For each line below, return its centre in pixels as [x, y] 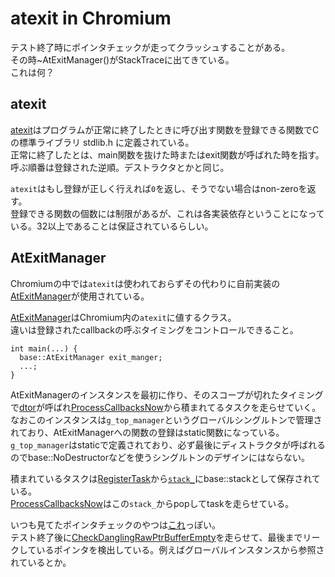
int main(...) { [44, 348]
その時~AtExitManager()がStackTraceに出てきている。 [122, 59]
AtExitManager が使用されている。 [80, 296]
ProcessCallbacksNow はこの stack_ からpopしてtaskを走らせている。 [152, 503]
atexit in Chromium [91, 18]
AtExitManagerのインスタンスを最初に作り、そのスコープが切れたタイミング [167, 394]
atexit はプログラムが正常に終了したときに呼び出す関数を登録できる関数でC [165, 129]
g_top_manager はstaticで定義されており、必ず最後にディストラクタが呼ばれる [168, 444]
